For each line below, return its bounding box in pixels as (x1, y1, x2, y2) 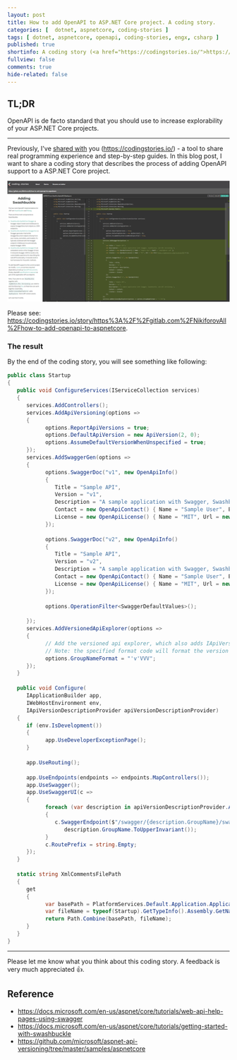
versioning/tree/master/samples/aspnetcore (17, 1044, 146, 1053)
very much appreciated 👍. (7, 965, 85, 973)
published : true (7, 41, 55, 49)
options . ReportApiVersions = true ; (44, 424, 150, 431)
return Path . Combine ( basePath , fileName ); (44, 915, 172, 922)
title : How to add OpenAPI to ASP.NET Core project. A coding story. (7, 18, 217, 26)
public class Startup (7, 372, 71, 379)
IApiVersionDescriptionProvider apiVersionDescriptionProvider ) (25, 706, 219, 714)
